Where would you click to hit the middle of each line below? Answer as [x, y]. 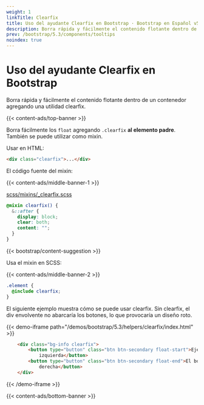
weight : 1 [19, 12]
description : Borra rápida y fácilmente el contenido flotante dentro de [102, 29]
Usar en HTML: [25, 148]
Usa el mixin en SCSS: [34, 262]
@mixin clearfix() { [32, 205]
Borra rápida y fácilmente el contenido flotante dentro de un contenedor [96, 100]
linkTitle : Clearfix [32, 18]
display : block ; [38, 217]
